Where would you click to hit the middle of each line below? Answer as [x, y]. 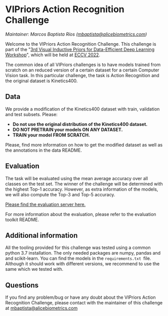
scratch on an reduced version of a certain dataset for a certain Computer [82, 70]
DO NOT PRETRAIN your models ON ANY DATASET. [68, 129]
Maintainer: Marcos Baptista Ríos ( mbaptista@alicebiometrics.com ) [76, 34]
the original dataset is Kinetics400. [41, 81]
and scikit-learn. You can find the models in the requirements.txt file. [78, 258]
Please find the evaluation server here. [46, 204]
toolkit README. [22, 220]
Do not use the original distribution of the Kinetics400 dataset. [80, 124]
